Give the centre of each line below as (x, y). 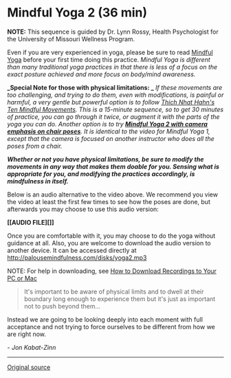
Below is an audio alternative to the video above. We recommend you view (113, 194)
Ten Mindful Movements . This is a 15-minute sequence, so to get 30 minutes (115, 109)
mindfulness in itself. (38, 181)
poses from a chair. (35, 146)
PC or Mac (22, 278)
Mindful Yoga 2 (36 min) (77, 13)
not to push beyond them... (62, 306)
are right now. (27, 334)
